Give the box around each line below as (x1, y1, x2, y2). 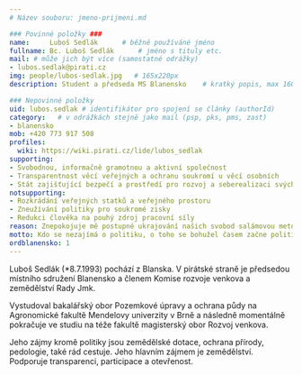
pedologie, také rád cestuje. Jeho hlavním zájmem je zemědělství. (9, 346, 253, 357)
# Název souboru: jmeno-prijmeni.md (9, 13, 147, 23)
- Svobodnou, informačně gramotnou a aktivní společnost (9, 163, 227, 172)
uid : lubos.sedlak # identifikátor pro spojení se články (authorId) (9, 105, 276, 114)
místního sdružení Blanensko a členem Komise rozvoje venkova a (9, 272, 251, 284)
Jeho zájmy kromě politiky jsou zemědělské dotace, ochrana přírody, (9, 336, 264, 347)
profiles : (9, 138, 47, 147)
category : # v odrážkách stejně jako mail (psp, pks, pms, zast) (9, 113, 268, 122)
